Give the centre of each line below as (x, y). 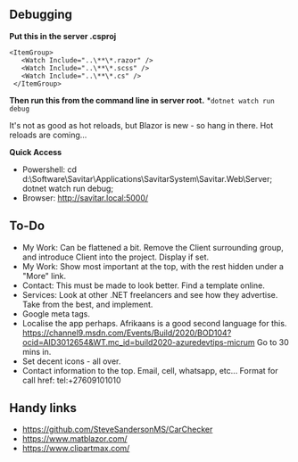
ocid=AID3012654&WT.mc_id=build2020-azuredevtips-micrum (138, 342)
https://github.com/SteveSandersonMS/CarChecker (117, 429)
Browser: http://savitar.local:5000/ (85, 198)
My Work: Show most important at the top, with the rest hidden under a (153, 266)
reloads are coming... (48, 135)
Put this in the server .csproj (63, 36)
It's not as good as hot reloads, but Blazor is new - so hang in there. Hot (141, 125)
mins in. (37, 351)
